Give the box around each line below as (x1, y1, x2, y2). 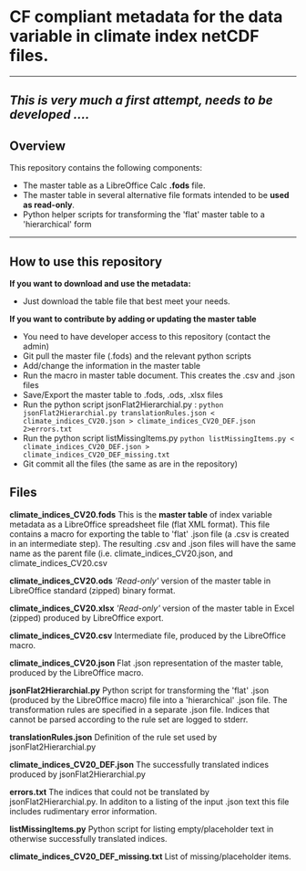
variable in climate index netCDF (9, 26, 260, 47)
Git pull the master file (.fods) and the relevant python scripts (22, 350, 252, 362)
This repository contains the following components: (9, 163, 203, 173)
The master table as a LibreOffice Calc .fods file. (22, 180, 206, 191)
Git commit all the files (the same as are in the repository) (22, 458, 239, 469)
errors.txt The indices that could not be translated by (9, 786, 209, 797)
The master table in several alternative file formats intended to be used (22, 190, 290, 201)
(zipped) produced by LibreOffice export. (9, 612, 164, 623)
